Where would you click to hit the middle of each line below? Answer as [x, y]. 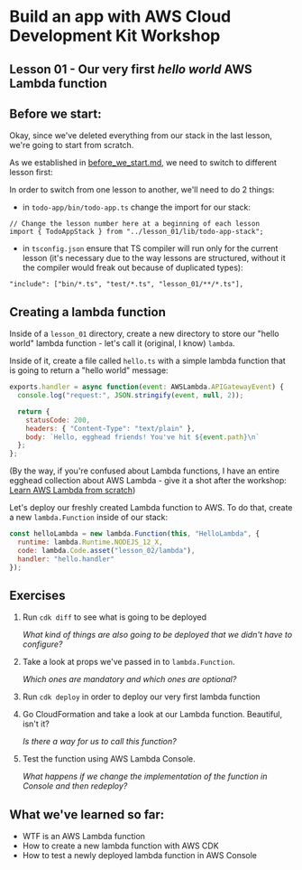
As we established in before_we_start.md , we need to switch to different [143, 163]
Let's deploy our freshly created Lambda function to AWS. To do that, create [151, 508]
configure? [42, 644]
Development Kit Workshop [115, 36]
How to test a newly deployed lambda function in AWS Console [139, 856]
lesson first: [31, 173]
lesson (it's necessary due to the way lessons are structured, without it [154, 258]
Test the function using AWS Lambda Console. [109, 759]
